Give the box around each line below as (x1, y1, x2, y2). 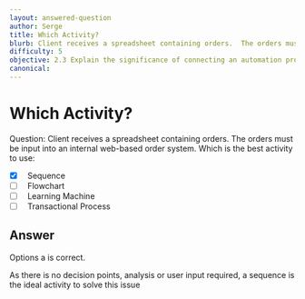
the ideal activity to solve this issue (9, 279, 141, 290)
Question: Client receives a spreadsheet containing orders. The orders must (9, 133, 293, 144)
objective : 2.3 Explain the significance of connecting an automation (9, 55, 282, 65)
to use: (9, 152, 35, 164)
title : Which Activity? (9, 30, 100, 39)
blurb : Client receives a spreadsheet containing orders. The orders (9, 38, 282, 48)
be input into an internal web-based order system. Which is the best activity (9, 143, 293, 154)
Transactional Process (26, 201, 111, 212)
